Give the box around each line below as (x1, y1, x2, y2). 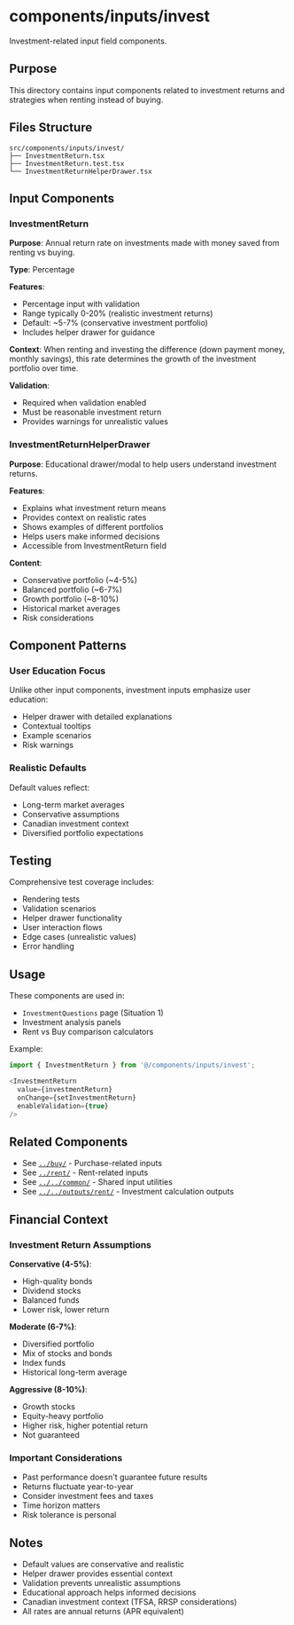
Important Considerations (9, 1451, 123, 1463)
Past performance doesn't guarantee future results (21, 1471, 208, 1483)
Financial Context (9, 1211, 109, 1227)
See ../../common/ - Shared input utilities (21, 1177, 173, 1187)
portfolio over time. (9, 363, 79, 374)
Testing (9, 853, 52, 868)
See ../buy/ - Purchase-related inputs (21, 1158, 162, 1169)
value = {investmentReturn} (17, 1085, 113, 1093)
